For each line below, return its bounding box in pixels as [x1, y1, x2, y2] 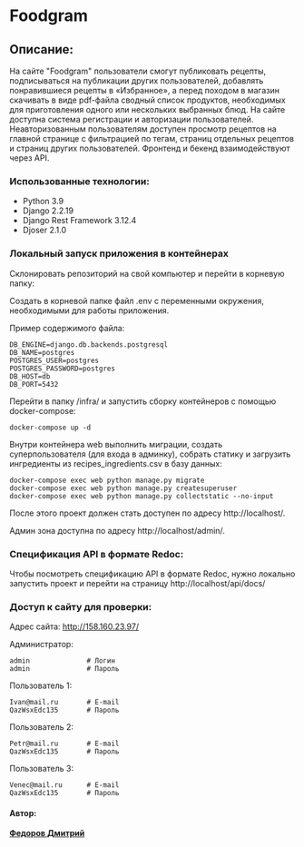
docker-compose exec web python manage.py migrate [9, 476, 205, 485]
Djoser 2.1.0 [22, 224, 67, 236]
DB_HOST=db [9, 371, 51, 381]
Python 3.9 [22, 196, 64, 207]
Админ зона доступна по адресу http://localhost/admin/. [9, 525, 225, 536]
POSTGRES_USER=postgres [9, 356, 100, 365]
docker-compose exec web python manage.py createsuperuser [9, 483, 238, 493]
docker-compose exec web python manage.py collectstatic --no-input [9, 491, 274, 500]
